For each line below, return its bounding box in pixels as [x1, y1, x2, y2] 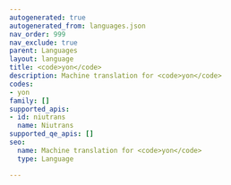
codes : [9, 80, 34, 88]
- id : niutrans [9, 113, 66, 122]
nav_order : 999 [9, 29, 66, 38]
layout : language [9, 55, 74, 63]
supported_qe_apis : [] [9, 130, 94, 139]
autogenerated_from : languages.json [9, 21, 146, 30]
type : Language [17, 154, 74, 164]
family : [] [9, 96, 50, 105]
